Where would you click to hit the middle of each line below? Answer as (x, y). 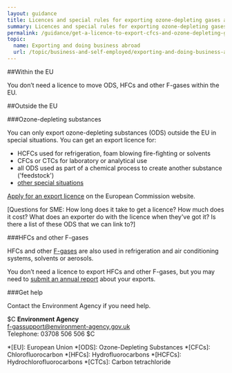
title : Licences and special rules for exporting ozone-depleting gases (114, 20)
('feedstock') (35, 175)
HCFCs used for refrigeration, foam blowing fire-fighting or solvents (114, 153)
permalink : (23, 33)
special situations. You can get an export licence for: (82, 140)
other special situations (50, 182)
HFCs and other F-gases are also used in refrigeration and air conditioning (113, 251)
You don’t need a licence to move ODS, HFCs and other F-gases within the (113, 85)
